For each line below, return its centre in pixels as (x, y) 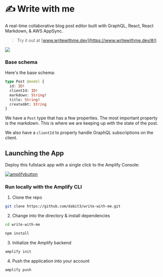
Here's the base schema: (30, 73)
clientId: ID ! (24, 91)
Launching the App (35, 153)
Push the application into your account (51, 261)
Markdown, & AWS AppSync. (34, 31)
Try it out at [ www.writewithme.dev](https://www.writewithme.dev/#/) (87, 40)
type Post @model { (25, 82)
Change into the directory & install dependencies (61, 216)
